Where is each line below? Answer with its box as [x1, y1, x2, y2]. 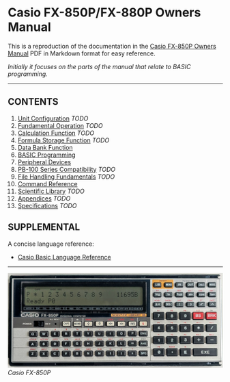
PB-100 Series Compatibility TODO [17, 165, 116, 173]
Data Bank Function [17, 143, 74, 151]
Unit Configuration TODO [17, 114, 89, 123]
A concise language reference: [8, 240, 94, 248]
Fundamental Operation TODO [17, 121, 103, 129]
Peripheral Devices [17, 157, 71, 166]
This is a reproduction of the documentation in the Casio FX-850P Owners [8, 42, 217, 50]
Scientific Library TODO [17, 187, 85, 195]
